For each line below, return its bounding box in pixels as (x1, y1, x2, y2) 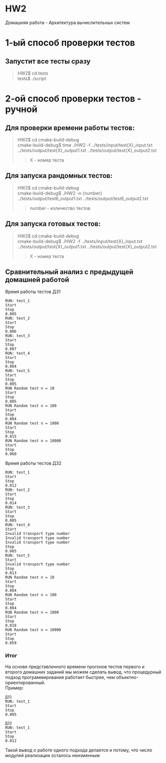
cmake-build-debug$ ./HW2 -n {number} (17, 190, 102, 196)
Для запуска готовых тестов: (5, 219, 101, 228)
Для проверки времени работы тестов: (5, 123, 135, 132)
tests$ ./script (17, 75, 46, 81)
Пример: (5, 684, 24, 690)
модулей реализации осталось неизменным (5, 752, 100, 758)
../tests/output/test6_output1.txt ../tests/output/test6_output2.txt (17, 195, 149, 201)
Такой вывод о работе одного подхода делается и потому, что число (5, 747, 153, 753)
